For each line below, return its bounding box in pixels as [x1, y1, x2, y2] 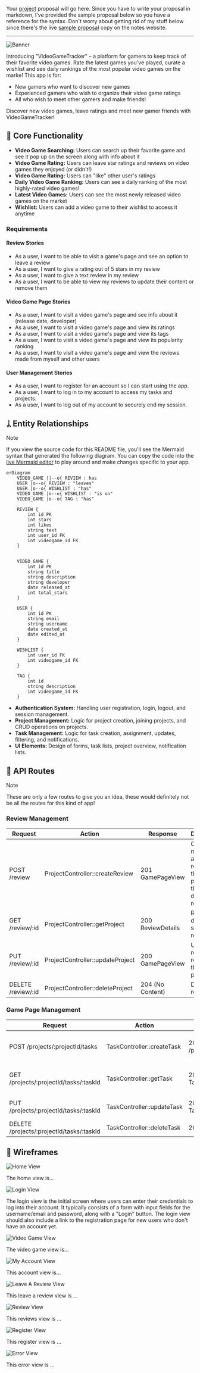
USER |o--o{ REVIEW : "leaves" [17, 480, 95, 487]
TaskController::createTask [106, 1042, 182, 1050]
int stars [27, 517, 52, 523]
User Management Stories [6, 369, 73, 376]
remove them [14, 284, 48, 291]
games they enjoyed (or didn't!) [14, 165, 92, 173]
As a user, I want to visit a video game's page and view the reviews [14, 349, 180, 356]
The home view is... [6, 1175, 54, 1182]
